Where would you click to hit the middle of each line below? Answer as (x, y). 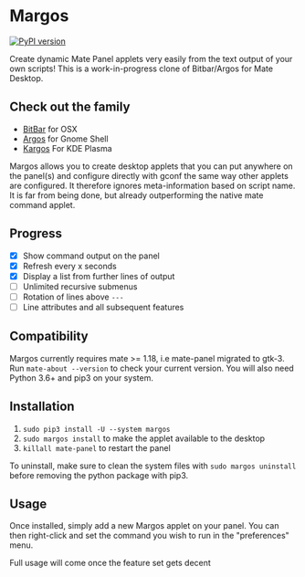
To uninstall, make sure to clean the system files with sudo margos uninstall (153, 466)
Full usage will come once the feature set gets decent (110, 563)
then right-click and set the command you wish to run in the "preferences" (149, 536)
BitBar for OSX (50, 129)
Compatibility (49, 336)
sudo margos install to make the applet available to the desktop (144, 438)
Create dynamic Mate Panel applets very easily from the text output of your (151, 58)
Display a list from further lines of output (99, 276)
